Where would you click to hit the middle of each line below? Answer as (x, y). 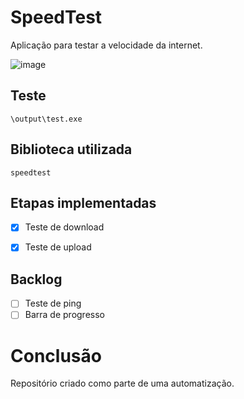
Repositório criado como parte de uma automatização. (122, 383)
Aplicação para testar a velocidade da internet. (106, 45)
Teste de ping (53, 303)
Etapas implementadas (83, 202)
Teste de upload (58, 247)
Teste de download (64, 227)
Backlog (36, 279)
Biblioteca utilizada (71, 149)
